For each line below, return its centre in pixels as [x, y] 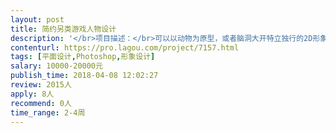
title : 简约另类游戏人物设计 [63, 29]
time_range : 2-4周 [48, 112]
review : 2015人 [41, 85]
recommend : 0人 [41, 103]
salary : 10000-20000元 [56, 66]
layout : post [37, 19]
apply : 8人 [32, 94]
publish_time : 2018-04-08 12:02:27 [84, 76]
